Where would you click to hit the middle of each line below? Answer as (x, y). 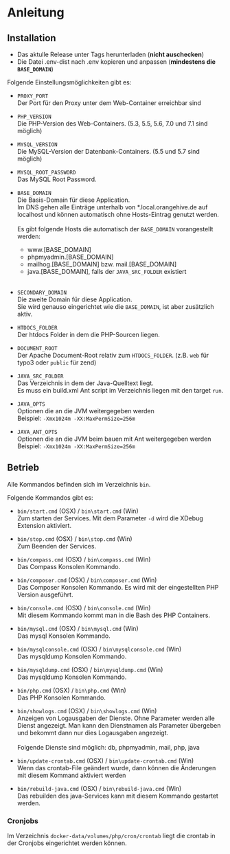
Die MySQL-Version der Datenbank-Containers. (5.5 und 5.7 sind (108, 151)
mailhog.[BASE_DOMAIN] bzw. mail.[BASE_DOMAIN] (102, 264)
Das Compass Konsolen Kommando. (69, 566)
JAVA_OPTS (31, 404)
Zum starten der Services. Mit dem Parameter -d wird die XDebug (110, 518)
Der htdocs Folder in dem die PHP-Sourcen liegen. (88, 335)
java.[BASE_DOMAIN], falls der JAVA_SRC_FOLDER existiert (107, 272)
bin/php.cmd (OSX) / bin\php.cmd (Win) (72, 690)
